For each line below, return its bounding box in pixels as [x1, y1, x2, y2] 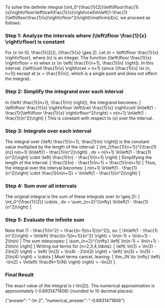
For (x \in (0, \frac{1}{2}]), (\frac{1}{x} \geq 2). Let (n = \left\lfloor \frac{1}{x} [5, 49, 159, 56]
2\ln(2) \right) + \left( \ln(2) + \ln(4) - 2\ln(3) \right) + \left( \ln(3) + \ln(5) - [5, 249, 154, 255]
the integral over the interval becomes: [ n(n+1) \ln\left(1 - [5, 165, 121, 171]
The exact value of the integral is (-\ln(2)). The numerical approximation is [5, 282, 155, 288]
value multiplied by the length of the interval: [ [5, 144, 99, 150]
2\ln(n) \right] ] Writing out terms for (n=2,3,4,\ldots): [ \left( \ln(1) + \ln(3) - [5, 243, 157, 249]
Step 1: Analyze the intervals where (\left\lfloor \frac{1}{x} [5, 32, 147, 39]
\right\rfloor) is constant [5, 38, 65, 45]
